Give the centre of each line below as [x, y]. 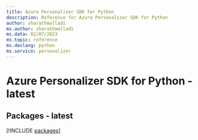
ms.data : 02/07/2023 [32, 34]
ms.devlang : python [31, 46]
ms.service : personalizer [39, 51]
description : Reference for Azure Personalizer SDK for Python [87, 17]
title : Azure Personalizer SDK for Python [60, 12]
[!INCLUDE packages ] [33, 130]
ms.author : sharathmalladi [40, 29]
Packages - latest [40, 116]
